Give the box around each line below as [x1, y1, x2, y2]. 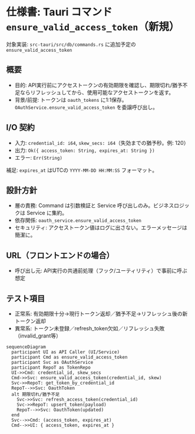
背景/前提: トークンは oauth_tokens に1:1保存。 [14, 96, 128, 103]
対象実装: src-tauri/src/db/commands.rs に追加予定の [6, 41, 137, 48]
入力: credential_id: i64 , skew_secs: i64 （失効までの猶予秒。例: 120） [14, 139, 189, 146]
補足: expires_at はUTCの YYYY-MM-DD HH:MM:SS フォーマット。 [6, 166, 158, 174]
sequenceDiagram [6, 344, 46, 350]
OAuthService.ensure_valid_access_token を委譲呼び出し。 [14, 104, 158, 111]
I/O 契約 [6, 122, 35, 132]
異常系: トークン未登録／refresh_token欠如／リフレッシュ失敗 [14, 325, 165, 332]
